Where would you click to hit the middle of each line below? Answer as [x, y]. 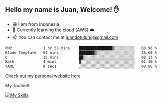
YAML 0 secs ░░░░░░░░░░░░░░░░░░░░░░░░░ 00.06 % [81, 67]
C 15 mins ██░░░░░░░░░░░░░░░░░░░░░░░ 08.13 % [81, 57]
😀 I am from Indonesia [36, 24]
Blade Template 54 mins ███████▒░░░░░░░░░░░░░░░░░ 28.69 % [81, 52]
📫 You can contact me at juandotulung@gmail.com [65, 37]
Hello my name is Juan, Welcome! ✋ [62, 10]
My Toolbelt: [18, 86]
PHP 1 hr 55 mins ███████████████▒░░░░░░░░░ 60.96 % [81, 48]
